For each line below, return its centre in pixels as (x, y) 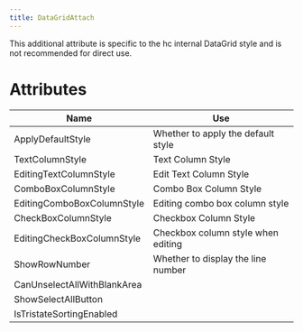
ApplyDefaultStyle (53, 139)
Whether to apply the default (214, 134)
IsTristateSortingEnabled (66, 314)
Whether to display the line (210, 258)
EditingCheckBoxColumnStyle (78, 238)
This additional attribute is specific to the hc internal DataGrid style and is (146, 43)
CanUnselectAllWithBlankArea (78, 284)
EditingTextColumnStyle (64, 174)
